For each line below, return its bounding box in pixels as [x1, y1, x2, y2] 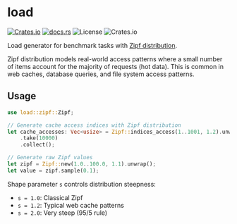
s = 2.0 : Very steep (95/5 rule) [17, 209, 108, 217]
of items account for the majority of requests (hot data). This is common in [7, 62, 224, 70]
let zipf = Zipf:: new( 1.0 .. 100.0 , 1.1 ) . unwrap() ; [7, 161, 157, 168]
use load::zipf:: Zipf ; [7, 108, 74, 116]
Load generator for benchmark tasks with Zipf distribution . [7, 41, 178, 49]
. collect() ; [20, 142, 55, 149]
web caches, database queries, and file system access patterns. [7, 70, 195, 78]
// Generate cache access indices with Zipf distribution [7, 121, 181, 129]
